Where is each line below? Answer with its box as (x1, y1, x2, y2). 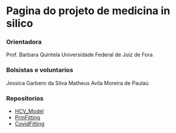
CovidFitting (14, 120, 45, 128)
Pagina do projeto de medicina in (6, 4, 171, 18)
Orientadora (6, 38, 42, 46)
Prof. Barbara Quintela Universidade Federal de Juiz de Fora (6, 51, 153, 59)
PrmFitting (14, 114, 40, 121)
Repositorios (6, 94, 44, 102)
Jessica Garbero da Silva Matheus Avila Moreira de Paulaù (6, 79, 149, 86)
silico (6, 17, 34, 30)
